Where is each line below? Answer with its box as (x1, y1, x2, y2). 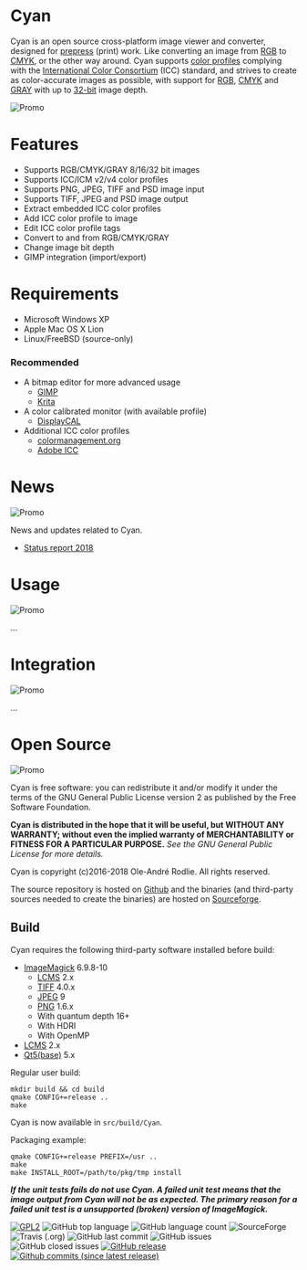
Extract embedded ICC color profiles (23, 203, 162, 214)
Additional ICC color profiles (23, 426, 130, 437)
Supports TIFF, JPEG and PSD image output (23, 193, 189, 204)
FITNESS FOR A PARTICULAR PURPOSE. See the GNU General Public (10, 838, 273, 850)
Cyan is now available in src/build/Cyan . (10, 1117, 163, 1127)
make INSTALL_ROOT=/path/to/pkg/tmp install (10, 1168, 182, 1177)
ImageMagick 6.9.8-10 (23, 961, 108, 973)
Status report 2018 (23, 543, 94, 554)
